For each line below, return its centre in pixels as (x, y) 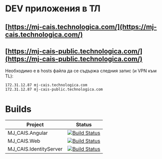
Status (84, 125)
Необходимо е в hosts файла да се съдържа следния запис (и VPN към (81, 71)
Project (35, 125)
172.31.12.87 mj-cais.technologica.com (46, 85)
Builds (18, 109)
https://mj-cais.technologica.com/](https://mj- (82, 27)
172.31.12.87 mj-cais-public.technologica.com (54, 89)
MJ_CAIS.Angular (28, 133)
